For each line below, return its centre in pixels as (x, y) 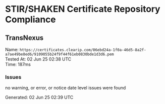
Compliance (30, 19)
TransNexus (24, 38)
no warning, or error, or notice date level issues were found (66, 88)
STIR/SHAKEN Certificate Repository (83, 9)
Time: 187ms (18, 64)
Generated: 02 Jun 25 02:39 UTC (39, 98)
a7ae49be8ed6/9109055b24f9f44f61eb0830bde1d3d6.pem (59, 54)
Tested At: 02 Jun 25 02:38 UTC (38, 59)
